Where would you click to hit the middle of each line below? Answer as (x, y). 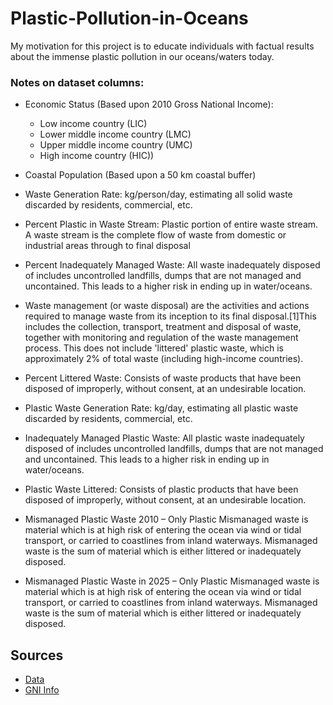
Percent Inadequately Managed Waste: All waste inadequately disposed (172, 265)
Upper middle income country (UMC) (116, 145)
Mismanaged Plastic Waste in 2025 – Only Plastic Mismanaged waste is (172, 581)
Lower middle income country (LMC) (115, 134)
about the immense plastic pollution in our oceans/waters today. (142, 56)
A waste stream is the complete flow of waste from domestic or (155, 235)
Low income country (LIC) (93, 124)
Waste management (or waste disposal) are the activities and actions (167, 306)
